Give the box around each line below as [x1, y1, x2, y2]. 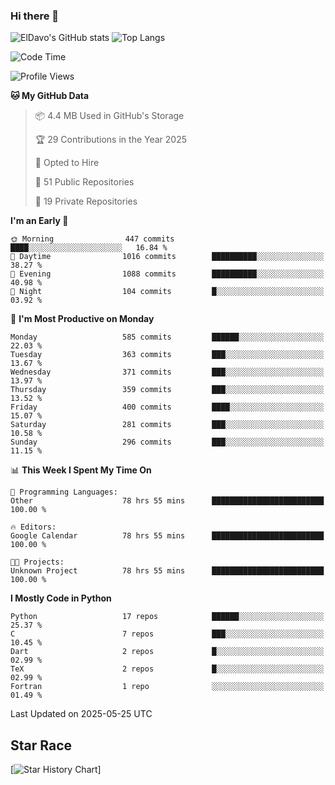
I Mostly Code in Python [10, 592, 112, 604]
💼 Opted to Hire [34, 157, 100, 169]
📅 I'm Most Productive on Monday [10, 313, 155, 325]
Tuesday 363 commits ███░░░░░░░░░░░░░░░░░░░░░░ [10, 350, 325, 360]
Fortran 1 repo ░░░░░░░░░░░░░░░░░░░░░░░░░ [10, 682, 325, 692]
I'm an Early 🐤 [10, 215, 69, 227]
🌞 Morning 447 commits [10, 234, 175, 244]
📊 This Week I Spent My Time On [10, 464, 152, 476]
